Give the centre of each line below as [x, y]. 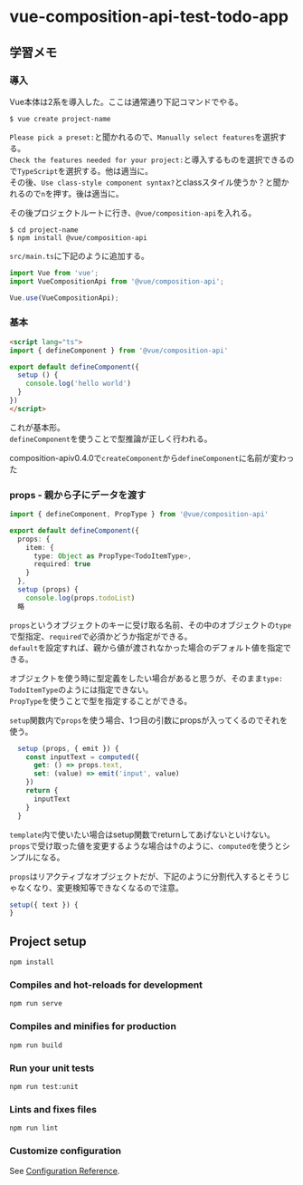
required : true [62, 564]
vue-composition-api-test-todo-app [149, 17]
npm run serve [36, 1004]
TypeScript [38, 171]
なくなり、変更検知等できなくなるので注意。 [100, 887]
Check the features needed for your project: [96, 160]
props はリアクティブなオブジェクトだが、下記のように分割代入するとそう [146, 876]
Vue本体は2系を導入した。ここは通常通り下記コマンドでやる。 [126, 101]
